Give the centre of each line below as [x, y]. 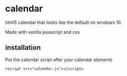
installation [23, 48]
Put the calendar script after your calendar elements [59, 60]
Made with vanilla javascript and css [42, 32]
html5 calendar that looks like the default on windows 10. [64, 22]
